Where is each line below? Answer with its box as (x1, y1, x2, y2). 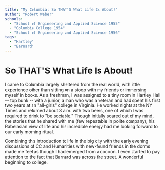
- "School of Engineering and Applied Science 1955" (9, 21, 120, 26)
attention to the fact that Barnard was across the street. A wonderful (5, 154, 144, 160)
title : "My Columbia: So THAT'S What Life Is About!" (5, 7, 118, 12)
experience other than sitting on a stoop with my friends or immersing (5, 87, 147, 93)
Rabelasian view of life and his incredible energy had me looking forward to (5, 123, 158, 129)
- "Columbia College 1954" (9, 26, 65, 31)
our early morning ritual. (5, 129, 54, 135)
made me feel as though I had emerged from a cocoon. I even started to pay (5, 148, 160, 154)
